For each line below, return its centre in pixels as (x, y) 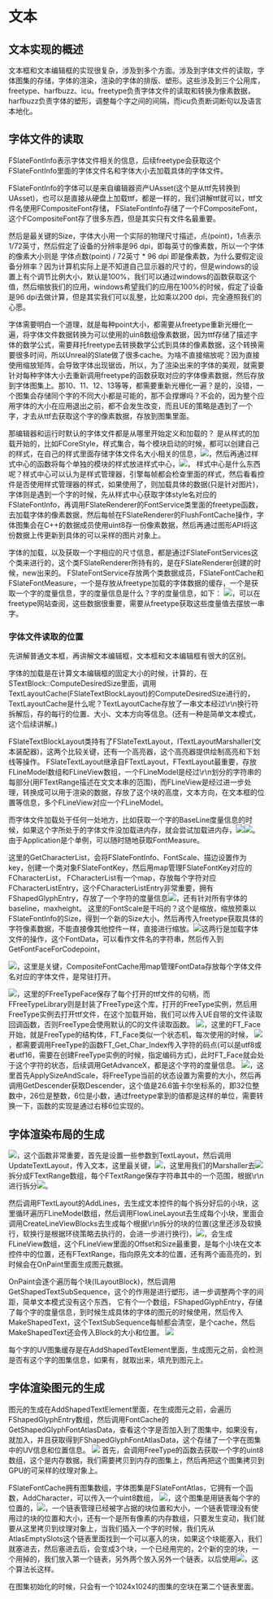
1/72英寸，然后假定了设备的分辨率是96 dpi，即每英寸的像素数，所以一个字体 (136, 246)
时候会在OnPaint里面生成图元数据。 (68, 1264)
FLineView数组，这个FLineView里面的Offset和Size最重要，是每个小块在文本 (135, 1244)
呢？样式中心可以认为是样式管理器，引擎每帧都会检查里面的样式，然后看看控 (136, 474)
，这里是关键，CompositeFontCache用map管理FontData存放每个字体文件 (139, 967)
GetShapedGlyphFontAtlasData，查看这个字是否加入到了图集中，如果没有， (135, 1430)
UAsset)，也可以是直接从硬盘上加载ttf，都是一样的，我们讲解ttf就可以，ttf (132, 198)
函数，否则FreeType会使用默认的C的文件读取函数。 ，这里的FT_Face (142, 1025)
